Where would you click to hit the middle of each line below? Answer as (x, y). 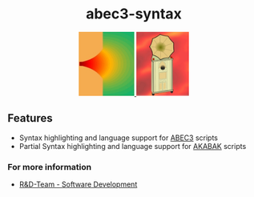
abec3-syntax (134, 14)
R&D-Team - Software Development (78, 184)
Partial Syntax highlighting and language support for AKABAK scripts (133, 146)
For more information (50, 167)
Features (30, 118)
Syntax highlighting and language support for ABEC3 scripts (118, 138)
